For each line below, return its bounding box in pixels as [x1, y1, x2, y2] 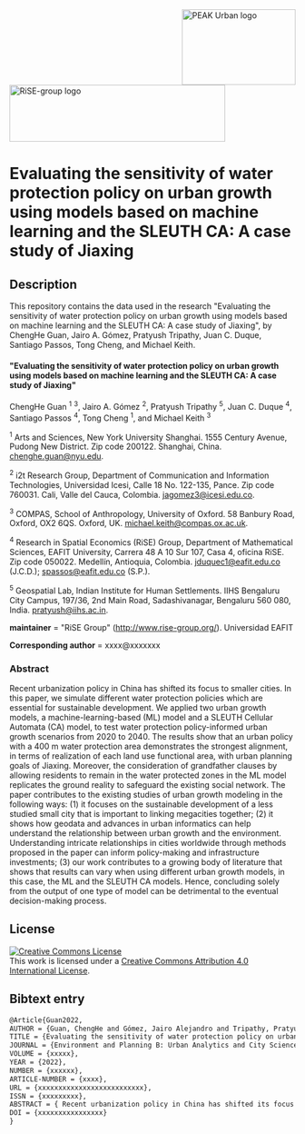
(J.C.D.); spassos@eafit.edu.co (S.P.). [9, 566, 151, 577]
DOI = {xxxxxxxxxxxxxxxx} [9, 1109, 107, 1118]
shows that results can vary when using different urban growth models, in [9, 867, 286, 878]
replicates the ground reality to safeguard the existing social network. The [9, 780, 286, 791]
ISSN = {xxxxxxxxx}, [9, 1091, 88, 1100]
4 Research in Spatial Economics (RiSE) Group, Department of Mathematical [9, 535, 293, 548]
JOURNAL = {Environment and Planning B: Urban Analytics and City [9, 1040, 266, 1050]
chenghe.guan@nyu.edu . [9, 451, 104, 462]
